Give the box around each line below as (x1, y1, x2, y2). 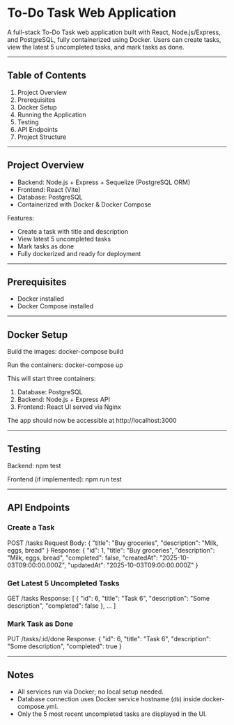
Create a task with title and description (17, 227, 129, 235)
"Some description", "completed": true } (7, 642, 122, 650)
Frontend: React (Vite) (17, 185, 81, 193)
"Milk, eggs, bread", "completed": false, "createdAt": (7, 553, 158, 562)
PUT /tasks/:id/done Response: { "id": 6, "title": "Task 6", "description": (7, 635, 211, 643)
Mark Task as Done (7, 619, 74, 629)
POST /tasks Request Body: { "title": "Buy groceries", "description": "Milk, (7, 539, 219, 547)
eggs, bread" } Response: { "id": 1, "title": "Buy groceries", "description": (7, 546, 215, 554)
